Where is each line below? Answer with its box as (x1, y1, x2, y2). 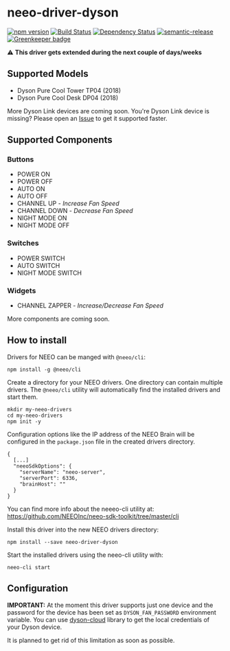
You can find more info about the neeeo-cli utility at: (7, 505, 154, 513)
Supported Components (7, 134, 113, 146)
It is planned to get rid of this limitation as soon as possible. (7, 636, 175, 644)
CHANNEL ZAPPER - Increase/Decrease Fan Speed (16, 301, 163, 310)
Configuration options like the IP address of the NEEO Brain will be (7, 430, 195, 438)
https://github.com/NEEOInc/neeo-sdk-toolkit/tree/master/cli (7, 512, 180, 520)
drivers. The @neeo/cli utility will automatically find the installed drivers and (7, 385, 221, 393)
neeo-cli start (7, 564, 51, 571)
